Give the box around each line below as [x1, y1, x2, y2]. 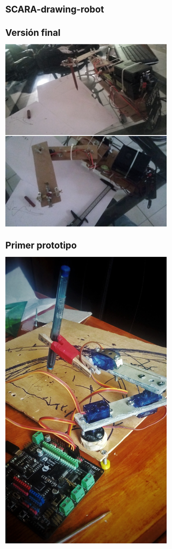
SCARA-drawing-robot [5, 4, 104, 15]
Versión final [5, 27, 61, 39]
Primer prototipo [5, 239, 77, 251]
